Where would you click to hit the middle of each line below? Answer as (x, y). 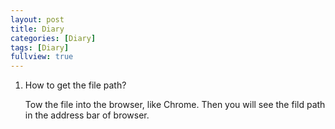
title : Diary (37, 29)
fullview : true (42, 57)
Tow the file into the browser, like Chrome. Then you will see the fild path (175, 105)
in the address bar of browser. (87, 115)
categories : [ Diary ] (53, 38)
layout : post (37, 19)
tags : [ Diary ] (40, 47)
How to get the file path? (75, 85)
